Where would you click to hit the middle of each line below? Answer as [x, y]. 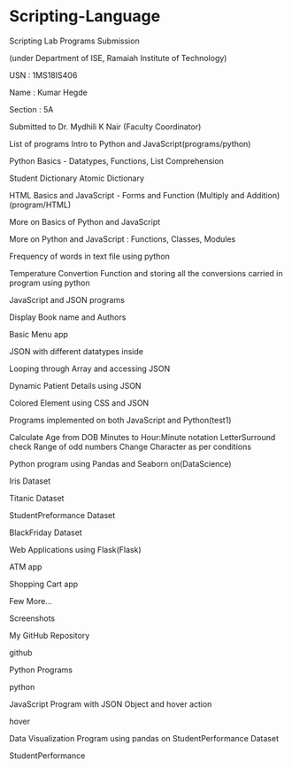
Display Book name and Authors [68, 317]
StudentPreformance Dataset [62, 515]
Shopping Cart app [44, 584]
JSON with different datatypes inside [77, 351]
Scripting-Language [85, 16]
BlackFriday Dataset [46, 532]
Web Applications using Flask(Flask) [75, 549]
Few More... [31, 601]
